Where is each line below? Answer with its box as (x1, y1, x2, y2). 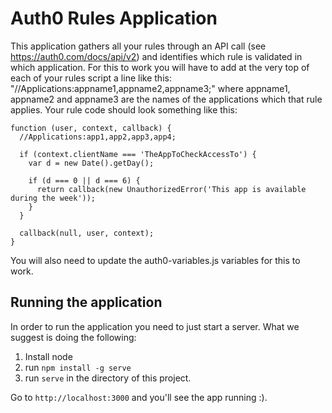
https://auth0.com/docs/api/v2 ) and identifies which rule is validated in (10, 50, 303, 62)
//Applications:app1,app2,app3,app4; (19, 132, 177, 142)
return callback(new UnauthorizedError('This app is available (36, 184, 307, 194)
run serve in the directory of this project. (24, 372, 192, 384)
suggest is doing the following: (10, 331, 137, 343)
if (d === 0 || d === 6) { (28, 175, 141, 186)
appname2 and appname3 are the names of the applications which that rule (10, 93, 323, 105)
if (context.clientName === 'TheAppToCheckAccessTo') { (19, 149, 257, 159)
